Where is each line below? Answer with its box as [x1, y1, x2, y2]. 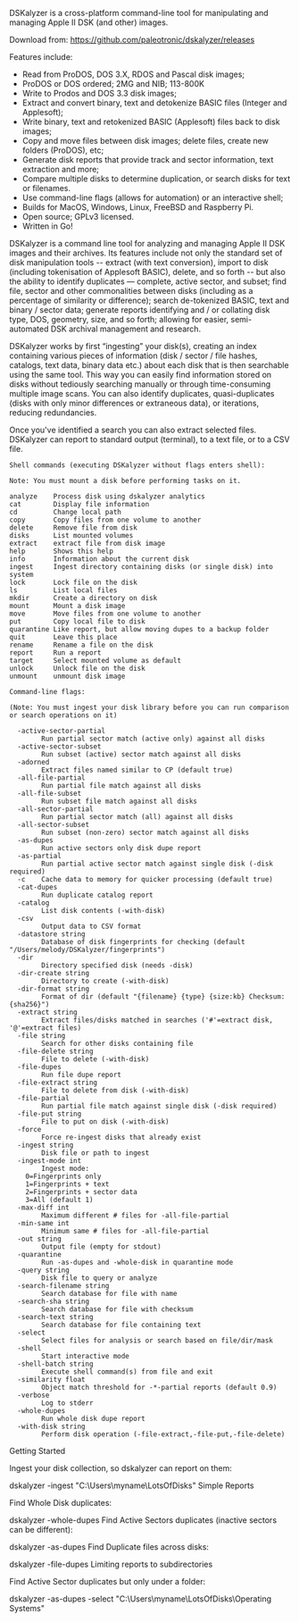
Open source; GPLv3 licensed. [21, 212, 135, 222]
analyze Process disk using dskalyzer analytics [9, 492, 205, 501]
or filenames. [21, 183, 71, 193]
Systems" [9, 1603, 46, 1613]
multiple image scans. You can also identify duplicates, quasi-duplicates [9, 389, 275, 398]
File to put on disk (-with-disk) [41, 1117, 170, 1126]
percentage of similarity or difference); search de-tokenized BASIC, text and [9, 295, 290, 305]
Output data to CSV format [41, 922, 142, 931]
